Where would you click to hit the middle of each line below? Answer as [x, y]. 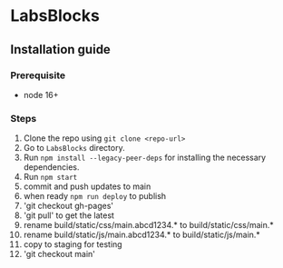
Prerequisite [38, 75]
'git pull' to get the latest [68, 215]
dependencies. [51, 167]
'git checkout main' [59, 254]
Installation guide [61, 50]
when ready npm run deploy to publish [95, 196]
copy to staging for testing [73, 244]
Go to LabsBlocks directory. [74, 148]
